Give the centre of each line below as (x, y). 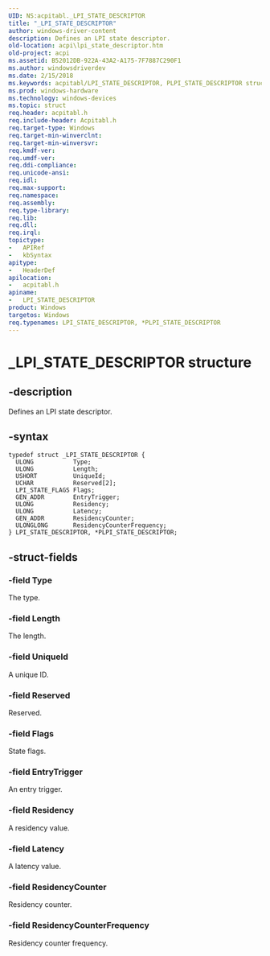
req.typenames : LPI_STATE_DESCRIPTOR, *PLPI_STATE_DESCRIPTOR (115, 323)
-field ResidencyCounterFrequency (79, 925)
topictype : (27, 241)
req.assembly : (32, 203)
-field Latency (36, 848)
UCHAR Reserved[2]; (66, 484)
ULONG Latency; (59, 512)
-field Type (30, 580)
